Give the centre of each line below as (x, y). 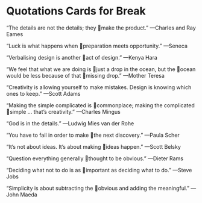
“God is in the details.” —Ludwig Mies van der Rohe (70, 123)
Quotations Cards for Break (76, 11)
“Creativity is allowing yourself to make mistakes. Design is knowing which (99, 87)
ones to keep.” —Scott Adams (43, 93)
